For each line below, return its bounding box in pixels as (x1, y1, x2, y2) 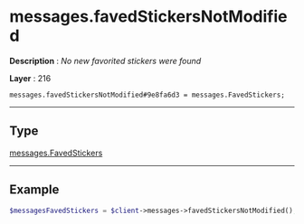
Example (9, 182, 60, 198)
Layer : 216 (9, 72, 52, 83)
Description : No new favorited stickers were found (9, 55, 202, 66)
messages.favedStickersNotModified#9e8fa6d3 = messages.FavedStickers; (9, 90, 285, 99)
